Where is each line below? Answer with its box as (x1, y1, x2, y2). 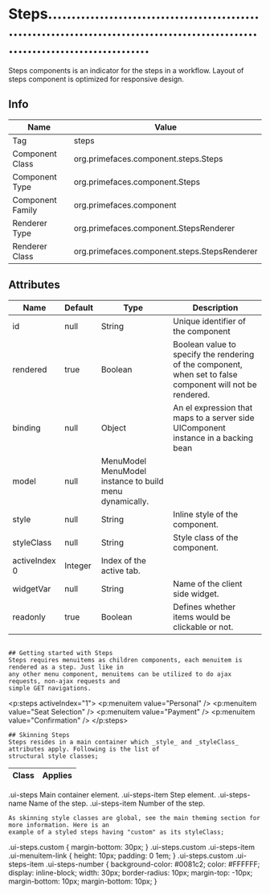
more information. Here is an (8, 821, 110, 829)
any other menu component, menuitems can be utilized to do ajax (8, 669, 231, 678)
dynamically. (100, 496, 149, 507)
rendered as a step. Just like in (8, 663, 125, 671)
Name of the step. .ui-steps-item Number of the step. (28, 798, 206, 808)
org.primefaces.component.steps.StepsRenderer (73, 245, 258, 257)
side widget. (172, 588, 219, 599)
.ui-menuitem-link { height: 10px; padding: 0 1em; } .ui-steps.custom (8, 851, 235, 860)
